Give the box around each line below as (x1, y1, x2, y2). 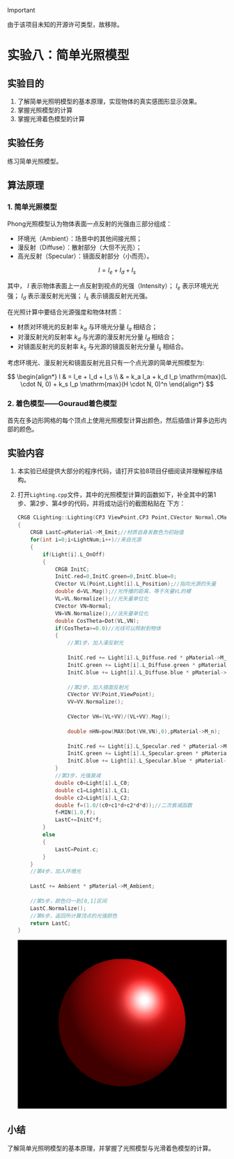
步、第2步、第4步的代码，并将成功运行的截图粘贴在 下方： (17, 499, 186, 507)
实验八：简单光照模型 (7, 48, 130, 64)
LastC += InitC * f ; (54, 816, 102, 823)
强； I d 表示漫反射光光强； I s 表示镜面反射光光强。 (7, 291, 152, 301)
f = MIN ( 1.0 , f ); (54, 809, 96, 816)
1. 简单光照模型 (7, 202, 58, 212)
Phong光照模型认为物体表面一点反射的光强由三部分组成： (7, 219, 173, 228)
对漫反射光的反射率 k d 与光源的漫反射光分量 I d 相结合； (17, 332, 176, 343)
